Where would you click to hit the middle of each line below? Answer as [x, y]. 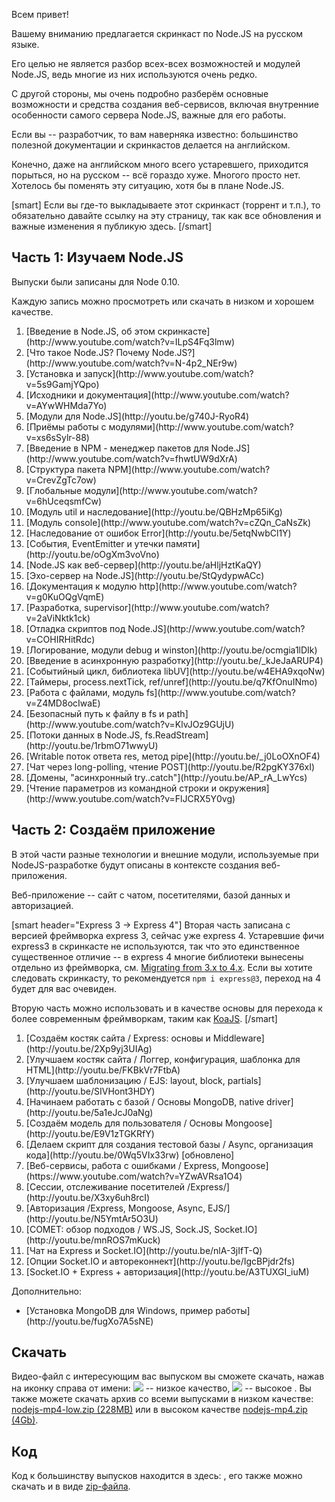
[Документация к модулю [81, 586]
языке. [25, 44]
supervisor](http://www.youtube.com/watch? [177, 607]
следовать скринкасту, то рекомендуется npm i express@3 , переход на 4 [166, 978]
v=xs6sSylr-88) [57, 437]
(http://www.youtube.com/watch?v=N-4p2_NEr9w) [131, 363]
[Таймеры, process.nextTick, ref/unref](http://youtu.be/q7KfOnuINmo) [171, 681]
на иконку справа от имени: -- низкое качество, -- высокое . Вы [161, 1388]
